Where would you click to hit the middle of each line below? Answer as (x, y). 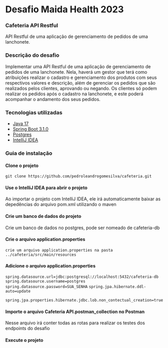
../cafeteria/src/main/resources (41, 255)
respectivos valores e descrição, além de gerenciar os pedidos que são (80, 83)
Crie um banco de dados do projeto (43, 216)
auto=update (18, 291)
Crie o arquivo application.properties (45, 239)
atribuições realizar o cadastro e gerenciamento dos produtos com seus (81, 77)
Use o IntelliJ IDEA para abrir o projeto (46, 188)
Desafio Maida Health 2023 (65, 9)
